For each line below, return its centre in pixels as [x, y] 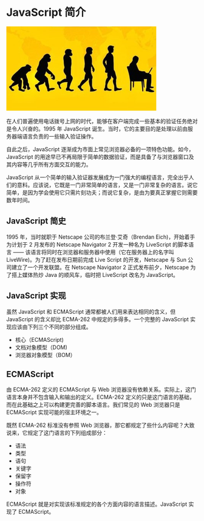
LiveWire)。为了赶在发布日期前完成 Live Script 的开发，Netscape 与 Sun [97, 259]
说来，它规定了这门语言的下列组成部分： [57, 433]
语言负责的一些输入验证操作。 [59, 136]
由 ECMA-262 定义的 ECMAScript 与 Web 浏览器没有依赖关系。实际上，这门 [101, 390]
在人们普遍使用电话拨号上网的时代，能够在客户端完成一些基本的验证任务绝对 [102, 121]
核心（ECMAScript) [39, 339]
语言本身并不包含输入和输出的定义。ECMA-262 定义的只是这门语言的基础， [101, 397]
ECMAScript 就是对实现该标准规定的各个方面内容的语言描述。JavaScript [97, 504]
